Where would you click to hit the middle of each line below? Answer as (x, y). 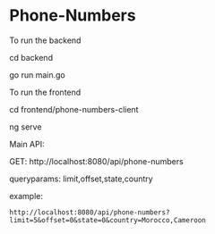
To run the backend (45, 40)
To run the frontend (45, 92)
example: (26, 196)
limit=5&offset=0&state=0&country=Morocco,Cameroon (107, 220)
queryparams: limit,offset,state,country (82, 179)
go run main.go (37, 75)
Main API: (27, 144)
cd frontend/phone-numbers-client (74, 109)
